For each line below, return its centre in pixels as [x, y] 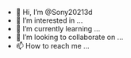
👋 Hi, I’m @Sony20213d [54, 12]
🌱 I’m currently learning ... [58, 29]
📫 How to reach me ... [52, 46]
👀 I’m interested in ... [49, 20]
